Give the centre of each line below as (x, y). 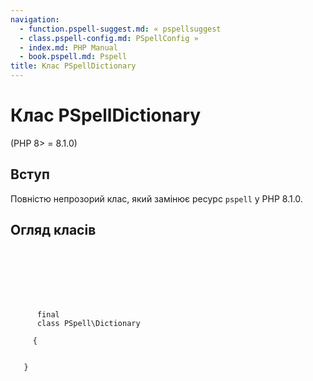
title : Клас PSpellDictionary (73, 66)
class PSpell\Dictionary (88, 323)
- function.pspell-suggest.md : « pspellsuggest (120, 29)
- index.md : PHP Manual (68, 47)
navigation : (35, 19)
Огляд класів (53, 230)
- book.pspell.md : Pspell (73, 57)
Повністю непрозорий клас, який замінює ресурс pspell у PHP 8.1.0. (156, 198)
